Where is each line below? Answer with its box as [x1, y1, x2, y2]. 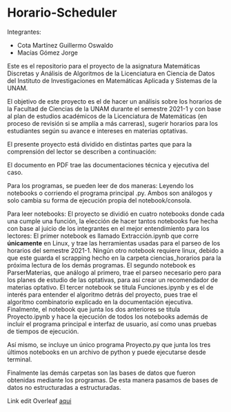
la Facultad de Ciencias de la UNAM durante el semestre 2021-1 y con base [7, 104, 221, 113]
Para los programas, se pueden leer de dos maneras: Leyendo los [7, 181, 194, 189]
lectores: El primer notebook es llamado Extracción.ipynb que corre [7, 232, 199, 240]
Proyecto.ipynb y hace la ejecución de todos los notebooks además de [7, 312, 208, 321]
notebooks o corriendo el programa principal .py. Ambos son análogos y [7, 189, 212, 197]
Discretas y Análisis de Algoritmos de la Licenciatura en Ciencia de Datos [7, 69, 215, 77]
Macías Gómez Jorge [17, 48, 78, 57]
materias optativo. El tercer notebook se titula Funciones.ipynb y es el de [7, 283, 214, 291]
